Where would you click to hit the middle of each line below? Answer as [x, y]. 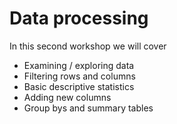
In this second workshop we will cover [88, 46]
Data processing [79, 18]
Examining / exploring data [79, 65]
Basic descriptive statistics [79, 86]
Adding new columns [67, 97]
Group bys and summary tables [88, 108]
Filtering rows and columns [79, 76]
